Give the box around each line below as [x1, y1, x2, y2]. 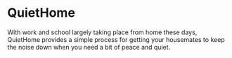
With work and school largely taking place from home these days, [7, 28, 198, 36]
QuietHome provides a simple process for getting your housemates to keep [7, 35, 225, 43]
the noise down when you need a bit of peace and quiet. [7, 43, 171, 51]
